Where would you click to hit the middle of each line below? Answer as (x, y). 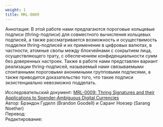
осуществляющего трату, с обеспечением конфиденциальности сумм (81, 55)
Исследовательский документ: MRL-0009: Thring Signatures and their (80, 92)
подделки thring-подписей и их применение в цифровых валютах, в (79, 45)
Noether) (15, 108)
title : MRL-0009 (22, 15)
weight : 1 (16, 10)
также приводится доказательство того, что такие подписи (69, 77)
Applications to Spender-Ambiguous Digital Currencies (62, 98)
